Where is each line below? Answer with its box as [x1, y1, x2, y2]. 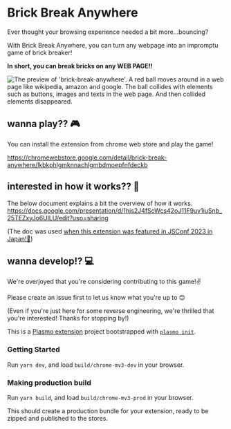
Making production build [7, 378, 91, 388]
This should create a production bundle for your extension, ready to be [7, 406, 209, 415]
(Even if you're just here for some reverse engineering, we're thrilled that [7, 307, 214, 315]
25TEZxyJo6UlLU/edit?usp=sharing [7, 213, 109, 222]
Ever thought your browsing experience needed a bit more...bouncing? [7, 28, 209, 36]
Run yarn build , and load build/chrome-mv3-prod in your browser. [7, 393, 194, 401]
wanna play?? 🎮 [7, 118, 81, 130]
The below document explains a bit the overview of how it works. [7, 199, 193, 207]
